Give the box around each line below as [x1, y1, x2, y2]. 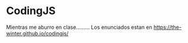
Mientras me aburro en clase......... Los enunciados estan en [6, 24, 152, 31]
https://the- [153, 24, 182, 31]
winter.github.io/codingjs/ [6, 29, 69, 37]
